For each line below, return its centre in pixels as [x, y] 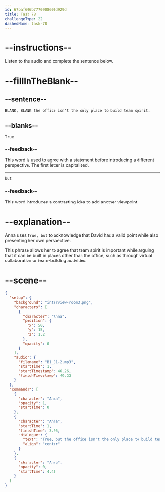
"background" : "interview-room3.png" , [54, 303]
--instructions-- [39, 48]
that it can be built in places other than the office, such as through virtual [79, 255]
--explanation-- [38, 221]
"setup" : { [21, 298]
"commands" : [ [24, 389]
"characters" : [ [31, 307]
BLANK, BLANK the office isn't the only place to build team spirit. [78, 111]
